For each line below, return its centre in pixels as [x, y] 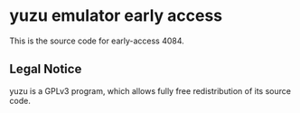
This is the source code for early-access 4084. [97, 41]
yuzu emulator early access [116, 16]
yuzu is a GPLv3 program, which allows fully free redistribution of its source [150, 90]
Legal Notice [46, 69]
